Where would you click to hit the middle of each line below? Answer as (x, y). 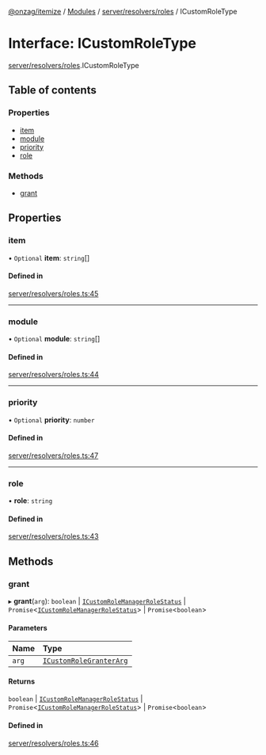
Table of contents (52, 90)
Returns (22, 681)
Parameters (28, 627)
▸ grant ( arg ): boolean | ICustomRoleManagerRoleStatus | (97, 601)
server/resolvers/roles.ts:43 (53, 536)
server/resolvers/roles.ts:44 (53, 375)
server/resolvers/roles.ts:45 (53, 293)
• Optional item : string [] (49, 257)
